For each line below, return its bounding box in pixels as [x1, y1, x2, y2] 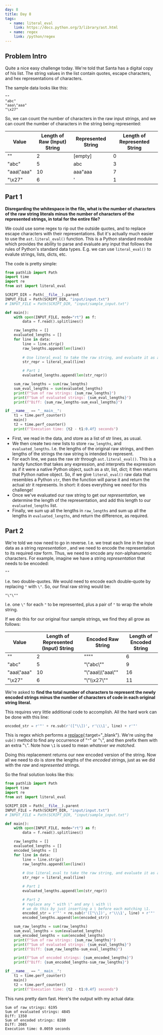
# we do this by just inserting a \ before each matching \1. [22, 906, 151, 911]
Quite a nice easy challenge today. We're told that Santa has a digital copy [5, 65, 153, 71]
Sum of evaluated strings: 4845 [5, 1009, 70, 1014]
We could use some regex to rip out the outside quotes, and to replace [5, 225, 146, 231]
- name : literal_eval [9, 20, 53, 26]
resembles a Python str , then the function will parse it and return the [12, 477, 150, 483]
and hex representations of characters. [5, 75, 83, 81]
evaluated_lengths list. [12, 502, 58, 508]
